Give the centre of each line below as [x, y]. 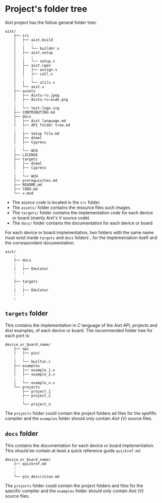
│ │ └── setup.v [34, 61]
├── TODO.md [26, 189]
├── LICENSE [26, 155]
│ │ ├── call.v [33, 74]
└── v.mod [24, 193]
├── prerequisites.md [35, 180]
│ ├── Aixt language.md [40, 121]
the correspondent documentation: [40, 242]
